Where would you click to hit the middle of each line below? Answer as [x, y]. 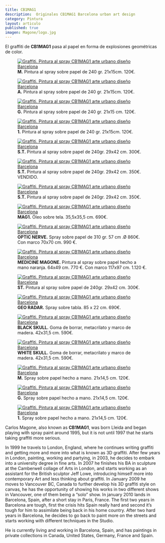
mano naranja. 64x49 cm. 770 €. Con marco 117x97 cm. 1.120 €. [82, 267]
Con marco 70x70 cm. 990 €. [47, 242]
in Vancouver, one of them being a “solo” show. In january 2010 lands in [78, 495]
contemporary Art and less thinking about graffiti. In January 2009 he [76, 479]
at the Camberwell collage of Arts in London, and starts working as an [76, 468]
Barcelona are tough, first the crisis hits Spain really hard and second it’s [79, 505]
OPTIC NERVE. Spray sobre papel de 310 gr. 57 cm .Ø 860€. [79, 237]
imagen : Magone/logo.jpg [31, 32]
